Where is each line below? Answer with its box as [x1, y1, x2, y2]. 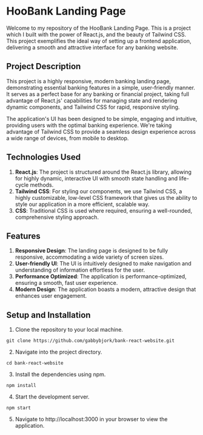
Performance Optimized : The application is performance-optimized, [15, 273, 187, 280]
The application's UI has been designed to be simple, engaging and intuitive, [6, 115, 198, 122]
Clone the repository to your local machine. [15, 326, 123, 334]
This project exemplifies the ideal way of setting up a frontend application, [6, 37, 192, 44]
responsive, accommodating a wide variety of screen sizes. [15, 253, 164, 261]
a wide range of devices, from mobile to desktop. [6, 134, 129, 142]
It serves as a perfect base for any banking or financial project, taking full [6, 90, 190, 98]
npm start [6, 405, 32, 411]
